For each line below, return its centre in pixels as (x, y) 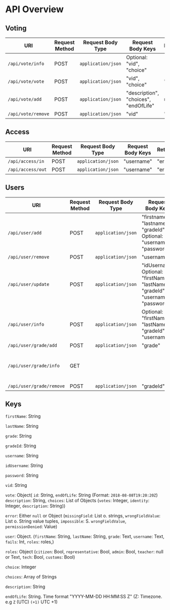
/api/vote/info (26, 64)
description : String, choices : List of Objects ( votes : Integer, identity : (77, 501)
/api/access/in (26, 161)
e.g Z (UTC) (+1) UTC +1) (32, 602)
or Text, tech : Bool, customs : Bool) (40, 557)
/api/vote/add (25, 99)
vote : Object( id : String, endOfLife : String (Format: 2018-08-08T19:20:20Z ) (81, 495)
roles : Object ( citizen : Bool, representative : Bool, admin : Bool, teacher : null (84, 552)
